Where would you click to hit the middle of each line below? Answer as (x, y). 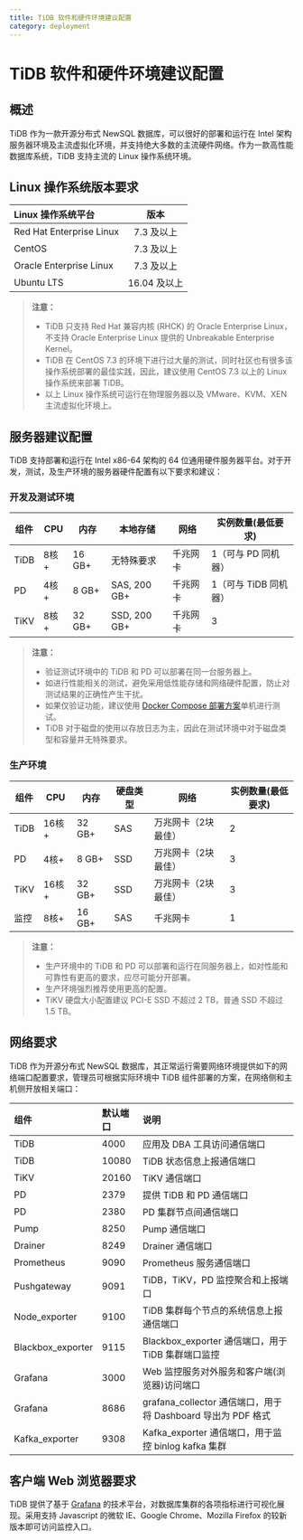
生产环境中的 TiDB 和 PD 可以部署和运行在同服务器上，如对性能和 (166, 966)
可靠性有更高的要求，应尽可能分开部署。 (120, 977)
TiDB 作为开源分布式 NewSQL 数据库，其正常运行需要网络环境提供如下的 (145, 1066)
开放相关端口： (53, 1088)
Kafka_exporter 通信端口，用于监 (212, 1432)
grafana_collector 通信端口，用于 (212, 1402)
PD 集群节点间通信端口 (191, 1212)
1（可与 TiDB (239, 584)
